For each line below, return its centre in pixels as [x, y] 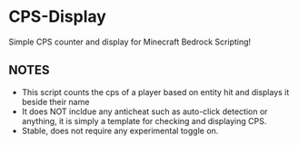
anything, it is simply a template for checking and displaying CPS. [144, 121]
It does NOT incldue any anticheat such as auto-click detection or [145, 111]
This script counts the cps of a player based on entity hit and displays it [155, 92]
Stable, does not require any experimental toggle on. [120, 130]
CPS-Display [57, 17]
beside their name [55, 101]
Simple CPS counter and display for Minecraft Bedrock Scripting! [130, 42]
